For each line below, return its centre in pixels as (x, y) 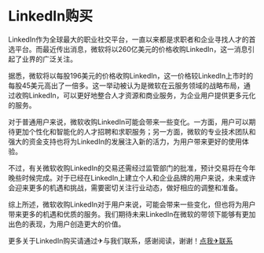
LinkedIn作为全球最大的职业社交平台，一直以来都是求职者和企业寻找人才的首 (132, 39)
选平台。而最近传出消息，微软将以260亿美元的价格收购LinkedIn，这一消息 (128, 49)
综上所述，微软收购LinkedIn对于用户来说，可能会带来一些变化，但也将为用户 (132, 204)
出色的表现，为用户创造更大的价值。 (67, 224)
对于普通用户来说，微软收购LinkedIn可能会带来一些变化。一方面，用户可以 (128, 122)
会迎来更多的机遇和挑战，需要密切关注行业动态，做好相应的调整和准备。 (125, 187)
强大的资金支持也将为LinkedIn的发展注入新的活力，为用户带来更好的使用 (125, 141)
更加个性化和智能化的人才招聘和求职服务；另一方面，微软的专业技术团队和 (135, 131)
